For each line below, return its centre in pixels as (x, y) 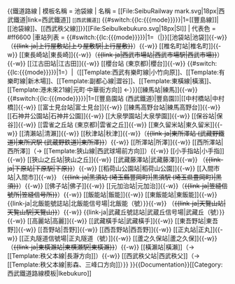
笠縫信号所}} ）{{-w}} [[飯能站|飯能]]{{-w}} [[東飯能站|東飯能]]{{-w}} (119, 194)
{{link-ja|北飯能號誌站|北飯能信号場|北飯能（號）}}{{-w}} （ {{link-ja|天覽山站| (116, 203)
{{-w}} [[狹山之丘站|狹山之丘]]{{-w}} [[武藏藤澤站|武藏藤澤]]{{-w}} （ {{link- (115, 159)
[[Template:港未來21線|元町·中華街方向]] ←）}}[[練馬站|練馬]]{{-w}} (102, 90)
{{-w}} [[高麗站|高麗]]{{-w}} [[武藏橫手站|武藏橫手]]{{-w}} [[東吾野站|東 (110, 221)
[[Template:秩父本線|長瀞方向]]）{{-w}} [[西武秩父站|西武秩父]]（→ (104, 256)
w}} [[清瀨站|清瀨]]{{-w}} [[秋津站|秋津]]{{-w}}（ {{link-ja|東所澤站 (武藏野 (113, 133)
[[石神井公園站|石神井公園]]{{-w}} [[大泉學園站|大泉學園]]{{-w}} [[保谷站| (112, 116)
